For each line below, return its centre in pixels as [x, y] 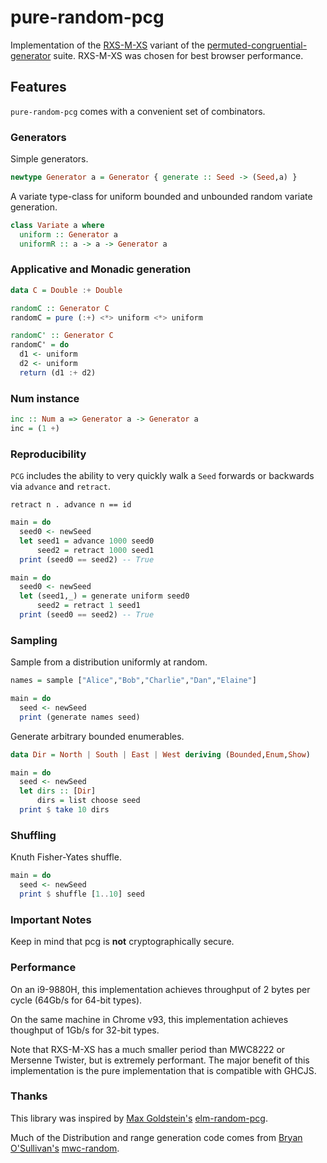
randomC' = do [40, 345]
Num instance [45, 398]
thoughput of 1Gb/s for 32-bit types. [85, 1030]
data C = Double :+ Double [66, 290]
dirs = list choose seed [88, 801]
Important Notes [51, 919]
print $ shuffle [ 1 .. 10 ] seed [82, 894]
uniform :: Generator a [68, 234]
